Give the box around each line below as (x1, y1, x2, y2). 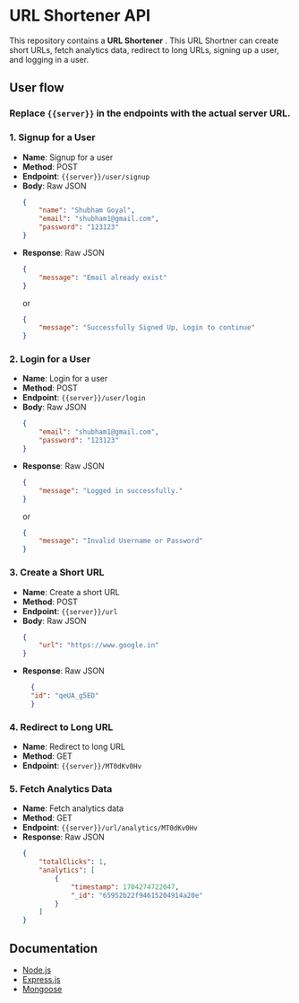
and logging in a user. (9, 54, 90, 65)
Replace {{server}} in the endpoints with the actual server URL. (9, 107, 291, 119)
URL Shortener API (9, 5, 150, 26)
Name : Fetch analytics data (21, 803, 124, 814)
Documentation (9, 940, 98, 956)
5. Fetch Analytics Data (9, 782, 113, 795)
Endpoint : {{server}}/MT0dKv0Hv (21, 761, 142, 771)
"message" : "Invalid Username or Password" (38, 536, 203, 546)
